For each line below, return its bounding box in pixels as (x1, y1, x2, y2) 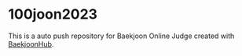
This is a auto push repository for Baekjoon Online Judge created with (8, 31, 235, 40)
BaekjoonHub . (8, 39, 54, 48)
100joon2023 (8, 5, 98, 23)
